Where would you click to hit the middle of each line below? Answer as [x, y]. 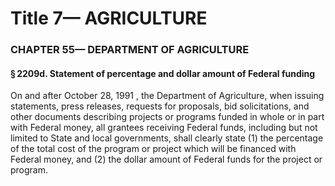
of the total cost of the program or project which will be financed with [153, 149]
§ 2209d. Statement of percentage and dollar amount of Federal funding [163, 73]
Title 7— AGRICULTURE [109, 18]
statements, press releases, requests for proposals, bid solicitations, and [160, 106]
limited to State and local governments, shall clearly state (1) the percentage [167, 138]
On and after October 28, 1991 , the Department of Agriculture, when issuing [167, 96]
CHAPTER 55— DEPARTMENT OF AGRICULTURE [130, 50]
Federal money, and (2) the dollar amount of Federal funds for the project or [166, 159]
